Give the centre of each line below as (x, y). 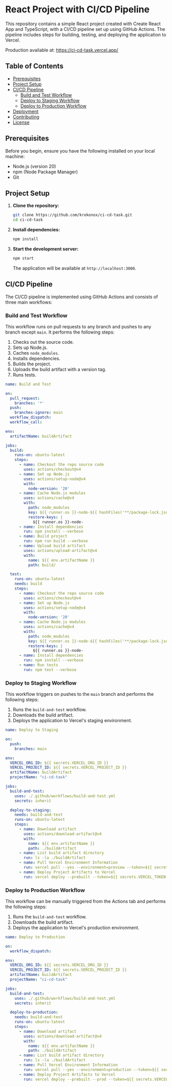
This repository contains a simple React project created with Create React (83, 24)
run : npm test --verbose (50, 670)
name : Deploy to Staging (32, 730)
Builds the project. (32, 364)
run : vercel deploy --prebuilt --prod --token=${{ (79, 1079)
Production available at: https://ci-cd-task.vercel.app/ (62, 50)
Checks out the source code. (43, 342)
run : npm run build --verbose (56, 541)
